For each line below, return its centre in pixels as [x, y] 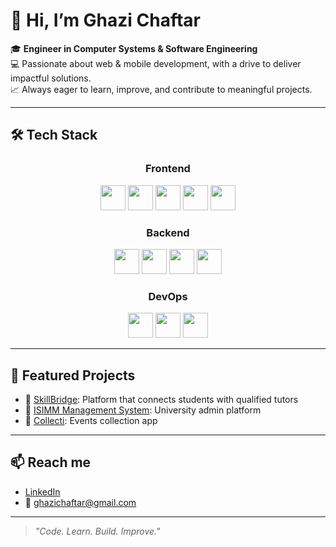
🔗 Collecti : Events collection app [91, 421]
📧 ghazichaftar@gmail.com [80, 502]
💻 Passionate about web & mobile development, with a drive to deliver [156, 63]
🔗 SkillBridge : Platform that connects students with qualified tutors [161, 400]
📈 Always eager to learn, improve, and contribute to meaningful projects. [161, 89]
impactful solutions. [51, 78]
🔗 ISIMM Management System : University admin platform [143, 410]
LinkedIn [42, 491]
